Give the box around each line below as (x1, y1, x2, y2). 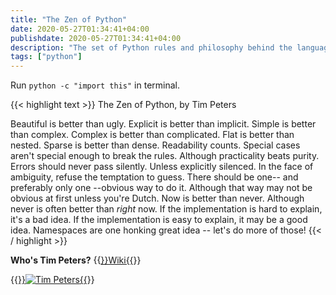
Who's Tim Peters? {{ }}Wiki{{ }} (10, 254, 142, 266)
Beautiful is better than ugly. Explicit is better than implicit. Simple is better (10, 118, 317, 130)
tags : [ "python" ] (10, 52, 83, 62)
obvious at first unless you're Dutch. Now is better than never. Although (10, 192, 305, 205)
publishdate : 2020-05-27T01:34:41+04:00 (10, 33, 182, 43)
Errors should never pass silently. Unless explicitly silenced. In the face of (10, 161, 314, 173)
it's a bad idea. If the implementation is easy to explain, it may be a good (10, 214, 308, 226)
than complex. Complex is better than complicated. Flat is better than (10, 129, 295, 141)
